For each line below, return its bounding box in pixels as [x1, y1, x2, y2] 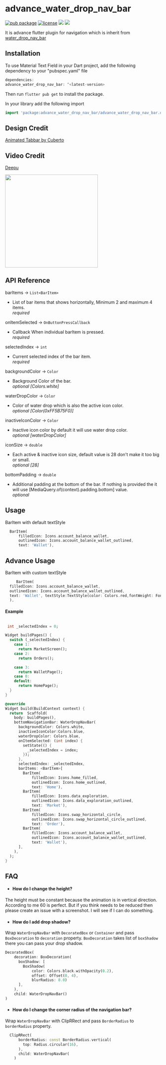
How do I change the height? [12, 886, 73, 892]
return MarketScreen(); [18, 647, 68, 652]
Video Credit [5, 151, 45, 160]
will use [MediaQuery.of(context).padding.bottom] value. [12, 486, 128, 492]
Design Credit [5, 124, 48, 132]
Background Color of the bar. [12, 378, 72, 384]
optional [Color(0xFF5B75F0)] [12, 407, 74, 413]
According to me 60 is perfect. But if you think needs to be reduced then [5, 902, 153, 908]
